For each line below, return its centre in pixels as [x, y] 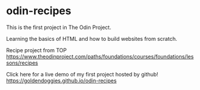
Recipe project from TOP [37, 50]
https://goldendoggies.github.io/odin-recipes [62, 81]
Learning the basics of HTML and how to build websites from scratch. [92, 38]
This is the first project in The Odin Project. [59, 27]
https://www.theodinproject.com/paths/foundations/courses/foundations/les [100, 56]
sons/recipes [22, 63]
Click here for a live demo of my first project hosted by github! [82, 74]
